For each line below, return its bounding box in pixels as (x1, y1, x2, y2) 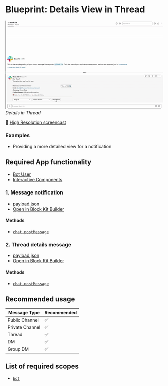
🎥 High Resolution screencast (5, 119, 66, 126)
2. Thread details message (5, 241, 72, 248)
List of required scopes (5, 362, 79, 370)
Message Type (8, 309, 40, 315)
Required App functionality (5, 158, 92, 166)
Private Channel (7, 324, 41, 330)
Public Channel (7, 317, 39, 323)
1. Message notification (5, 189, 64, 196)
